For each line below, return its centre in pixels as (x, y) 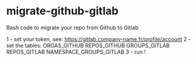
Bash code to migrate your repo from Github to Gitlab (73, 28)
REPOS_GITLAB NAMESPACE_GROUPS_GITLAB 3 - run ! (76, 51)
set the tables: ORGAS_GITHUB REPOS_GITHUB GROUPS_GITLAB (88, 45)
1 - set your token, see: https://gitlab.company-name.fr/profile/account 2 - (99, 39)
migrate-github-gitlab (63, 11)
